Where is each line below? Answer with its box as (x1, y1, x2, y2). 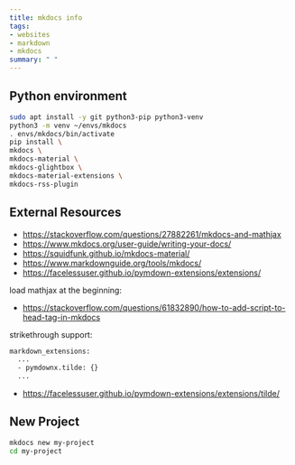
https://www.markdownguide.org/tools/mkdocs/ (22, 257, 202, 268)
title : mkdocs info (9, 13, 83, 23)
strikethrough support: (9, 329, 93, 339)
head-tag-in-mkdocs (22, 312, 101, 322)
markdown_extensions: (9, 347, 91, 356)
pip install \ (9, 137, 63, 147)
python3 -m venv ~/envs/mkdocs (9, 121, 127, 130)
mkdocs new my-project (9, 438, 95, 447)
